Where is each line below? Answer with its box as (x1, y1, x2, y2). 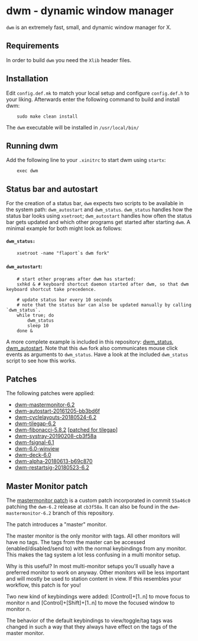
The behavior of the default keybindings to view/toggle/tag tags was (6, 617, 173, 624)
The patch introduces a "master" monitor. (6, 521, 108, 528)
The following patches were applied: (6, 390, 95, 397)
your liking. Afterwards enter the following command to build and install (6, 96, 180, 103)
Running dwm (6, 141, 59, 151)
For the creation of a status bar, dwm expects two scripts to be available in (6, 200, 184, 207)
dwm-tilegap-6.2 (14, 420, 56, 427)
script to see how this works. (6, 357, 77, 364)
